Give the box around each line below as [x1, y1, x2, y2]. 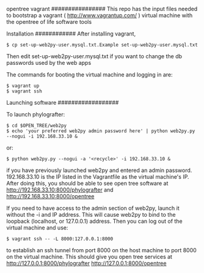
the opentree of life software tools [6, 18, 92, 25]
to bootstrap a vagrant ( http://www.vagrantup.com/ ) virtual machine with [6, 12, 193, 19]
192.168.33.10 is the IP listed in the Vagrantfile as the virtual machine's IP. [6, 173, 189, 180]
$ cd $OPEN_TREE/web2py [6, 122, 67, 129]
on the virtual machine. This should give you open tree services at [6, 253, 173, 260]
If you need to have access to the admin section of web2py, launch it [6, 204, 180, 212]
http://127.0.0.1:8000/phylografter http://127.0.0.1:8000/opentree [6, 260, 167, 267]
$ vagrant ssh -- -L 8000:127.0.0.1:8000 [6, 236, 114, 242]
